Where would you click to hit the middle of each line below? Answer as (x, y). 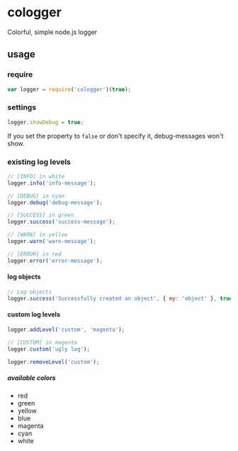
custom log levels (34, 315)
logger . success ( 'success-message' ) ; (61, 222)
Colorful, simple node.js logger (52, 32)
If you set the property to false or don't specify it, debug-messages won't (115, 136)
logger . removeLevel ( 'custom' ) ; (53, 362)
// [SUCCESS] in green (41, 215)
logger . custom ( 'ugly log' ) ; (49, 349)
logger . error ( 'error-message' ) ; (55, 261)
